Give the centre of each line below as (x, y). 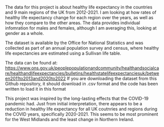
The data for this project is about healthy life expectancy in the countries (79, 7)
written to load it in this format (36, 89)
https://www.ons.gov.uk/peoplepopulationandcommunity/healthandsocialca (82, 68)
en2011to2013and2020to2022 (35, 79)
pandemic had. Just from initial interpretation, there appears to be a (74, 104)
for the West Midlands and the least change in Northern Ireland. (70, 119)
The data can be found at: (31, 63)
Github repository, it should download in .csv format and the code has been (82, 84)
